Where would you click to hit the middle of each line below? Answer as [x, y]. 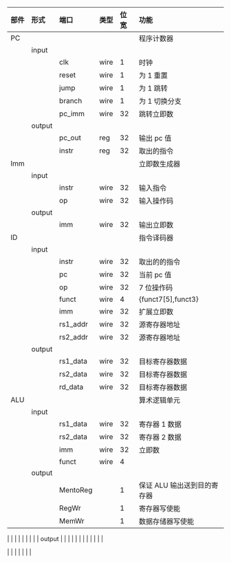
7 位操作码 [156, 288]
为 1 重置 [153, 75]
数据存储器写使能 [166, 521]
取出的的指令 [159, 262]
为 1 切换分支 [160, 101]
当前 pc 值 [155, 275]
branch [71, 101]
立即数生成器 [159, 164]
